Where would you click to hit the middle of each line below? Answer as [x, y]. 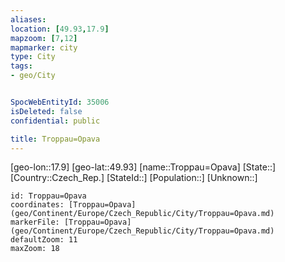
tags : [21, 66]
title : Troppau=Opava [55, 139]
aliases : [28, 19]
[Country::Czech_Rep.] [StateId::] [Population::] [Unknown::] [134, 178]
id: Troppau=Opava [48, 196]
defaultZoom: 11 [44, 240]
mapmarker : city [44, 47]
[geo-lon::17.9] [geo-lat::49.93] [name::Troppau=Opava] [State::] [143, 167]
